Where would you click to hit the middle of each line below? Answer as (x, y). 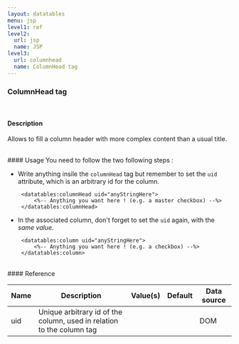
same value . (36, 228)
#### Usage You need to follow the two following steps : (91, 160)
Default (180, 296)
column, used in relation (78, 321)
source (214, 300)
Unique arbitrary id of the (80, 312)
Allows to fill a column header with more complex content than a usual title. (117, 139)
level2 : (19, 34)
